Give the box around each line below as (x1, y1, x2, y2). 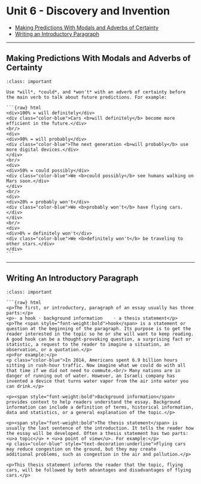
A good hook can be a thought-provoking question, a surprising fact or (6, 336, 191, 342)
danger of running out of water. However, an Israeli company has (6, 373, 175, 379)
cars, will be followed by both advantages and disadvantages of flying (6, 467, 191, 473)
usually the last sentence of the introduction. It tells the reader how (6, 425, 194, 431)
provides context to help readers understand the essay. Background (6, 399, 181, 405)
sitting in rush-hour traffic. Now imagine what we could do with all (6, 362, 186, 369)
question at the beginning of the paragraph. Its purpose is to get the (6, 325, 191, 331)
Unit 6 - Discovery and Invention (6, 4, 170, 18)
